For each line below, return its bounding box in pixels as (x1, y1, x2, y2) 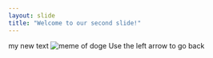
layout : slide (8, 11, 56, 20)
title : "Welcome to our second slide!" (8, 19, 142, 27)
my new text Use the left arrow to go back (8, 41, 205, 50)
